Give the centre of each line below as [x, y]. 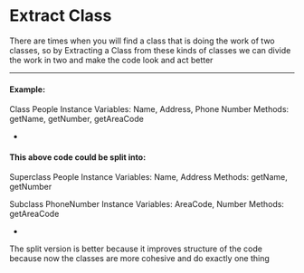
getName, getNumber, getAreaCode [77, 119]
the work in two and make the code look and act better [111, 60]
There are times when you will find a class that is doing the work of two [142, 41]
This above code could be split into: [78, 157]
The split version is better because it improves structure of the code [136, 249]
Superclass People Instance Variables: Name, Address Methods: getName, [148, 177]
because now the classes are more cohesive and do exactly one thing [139, 259]
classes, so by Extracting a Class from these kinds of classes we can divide [150, 50]
